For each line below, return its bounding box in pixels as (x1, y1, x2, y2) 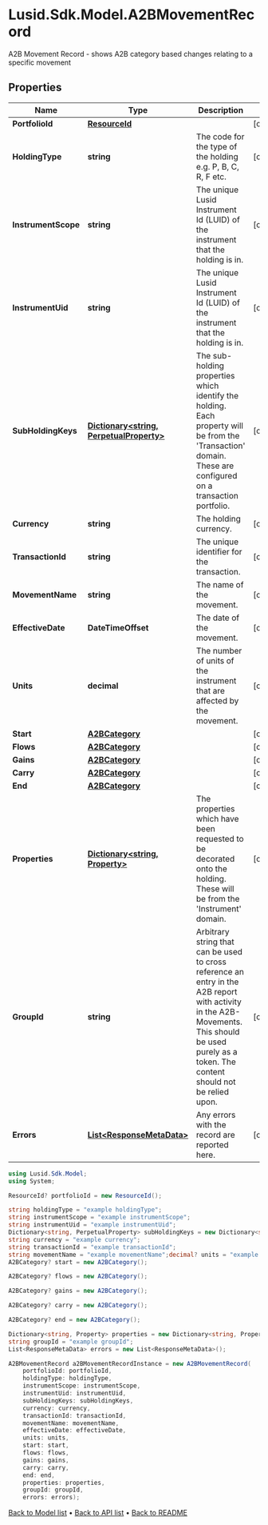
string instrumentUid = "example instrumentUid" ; (8, 1221, 177, 1229)
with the (195, 1119, 227, 1130)
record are (195, 1129, 235, 1140)
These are (195, 460, 235, 471)
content (195, 1066, 226, 1077)
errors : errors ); (22, 1494, 81, 1502)
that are (195, 685, 226, 696)
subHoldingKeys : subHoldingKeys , (22, 1396, 134, 1405)
